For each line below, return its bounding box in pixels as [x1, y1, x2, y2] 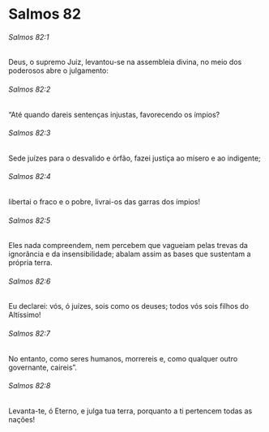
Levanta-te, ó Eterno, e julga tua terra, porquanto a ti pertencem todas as [8, 406, 253, 416]
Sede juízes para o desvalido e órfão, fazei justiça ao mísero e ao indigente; [8, 153, 261, 163]
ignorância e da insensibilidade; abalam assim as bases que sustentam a [8, 249, 251, 259]
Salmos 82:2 [8, 84, 51, 94]
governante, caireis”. [8, 362, 78, 372]
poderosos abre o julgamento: [8, 66, 109, 75]
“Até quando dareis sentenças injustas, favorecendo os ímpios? [8, 109, 220, 119]
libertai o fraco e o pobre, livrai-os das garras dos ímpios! [8, 197, 201, 207]
